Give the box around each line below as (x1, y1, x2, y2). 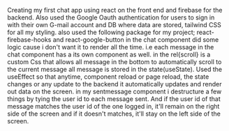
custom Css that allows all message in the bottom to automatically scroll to (7, 58, 222, 65)
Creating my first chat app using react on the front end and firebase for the (7, 6, 223, 14)
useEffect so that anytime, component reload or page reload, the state (7, 72, 209, 81)
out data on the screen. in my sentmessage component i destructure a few (7, 87, 222, 95)
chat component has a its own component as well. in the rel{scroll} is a (7, 50, 211, 59)
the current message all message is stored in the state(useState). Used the (7, 65, 222, 73)
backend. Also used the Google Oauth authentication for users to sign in (7, 13, 215, 22)
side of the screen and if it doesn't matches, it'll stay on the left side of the (7, 109, 221, 118)
